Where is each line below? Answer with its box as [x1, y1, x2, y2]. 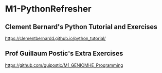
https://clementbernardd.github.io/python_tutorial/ [5, 35, 106, 41]
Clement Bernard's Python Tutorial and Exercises [5, 23, 158, 31]
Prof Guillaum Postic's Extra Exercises [5, 49, 123, 58]
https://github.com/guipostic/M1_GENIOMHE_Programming [5, 62, 123, 68]
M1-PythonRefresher [5, 3, 91, 15]
